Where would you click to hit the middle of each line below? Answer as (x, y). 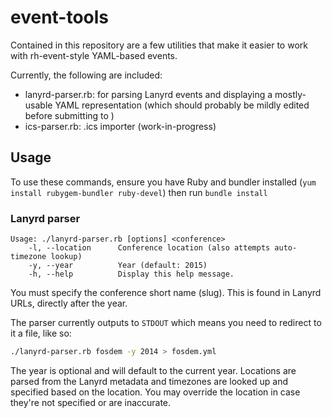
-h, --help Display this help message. (131, 274)
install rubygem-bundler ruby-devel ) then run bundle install (139, 192)
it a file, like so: (41, 333)
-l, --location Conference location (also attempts (149, 248)
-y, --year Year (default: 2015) (118, 266)
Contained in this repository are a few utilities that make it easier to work (159, 45)
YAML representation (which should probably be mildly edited (182, 105)
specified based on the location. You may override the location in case (155, 392)
